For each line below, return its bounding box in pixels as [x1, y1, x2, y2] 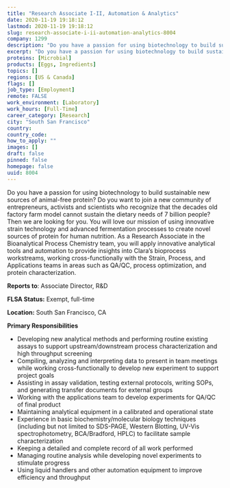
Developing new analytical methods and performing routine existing [16, 334, 209, 343]
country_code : [7, 131, 48, 138]
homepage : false [7, 162, 53, 170]
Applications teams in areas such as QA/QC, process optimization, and [7, 261, 207, 269]
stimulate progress [16, 459, 71, 467]
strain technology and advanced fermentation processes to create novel [7, 224, 211, 233]
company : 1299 [7, 36, 48, 42]
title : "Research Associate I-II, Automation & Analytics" [7, 10, 179, 17]
